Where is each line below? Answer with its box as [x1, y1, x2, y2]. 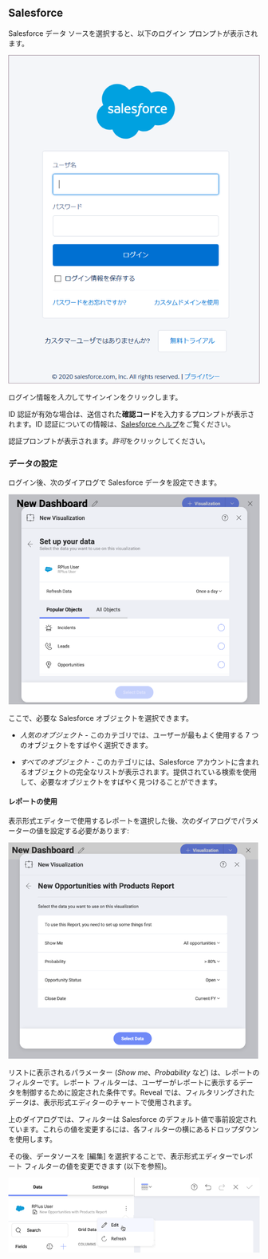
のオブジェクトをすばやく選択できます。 [19, 740, 153, 749]
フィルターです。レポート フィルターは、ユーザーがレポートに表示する [8, 1078, 239, 1088]
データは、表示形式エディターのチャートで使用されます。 [8, 1098, 196, 1108]
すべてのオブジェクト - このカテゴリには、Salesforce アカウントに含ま [19, 757, 253, 766]
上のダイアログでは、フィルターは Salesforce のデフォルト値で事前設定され [8, 1115, 257, 1124]
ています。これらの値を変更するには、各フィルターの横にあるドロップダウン [8, 1124, 259, 1135]
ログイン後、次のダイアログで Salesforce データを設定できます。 [8, 478, 222, 487]
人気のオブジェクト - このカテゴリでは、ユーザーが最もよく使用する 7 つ [19, 730, 259, 740]
